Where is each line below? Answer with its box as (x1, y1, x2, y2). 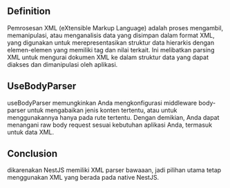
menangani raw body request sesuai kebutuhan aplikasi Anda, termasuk (7, 121, 213, 129)
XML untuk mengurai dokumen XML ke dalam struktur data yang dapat (7, 53, 209, 61)
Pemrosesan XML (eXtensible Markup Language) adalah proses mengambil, (7, 23, 224, 32)
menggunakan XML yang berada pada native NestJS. (7, 174, 160, 182)
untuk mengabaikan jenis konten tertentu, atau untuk (27, 106, 178, 114)
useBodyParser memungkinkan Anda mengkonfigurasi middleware (7, 98, 198, 107)
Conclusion (7, 148, 58, 160)
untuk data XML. (7, 127, 55, 136)
